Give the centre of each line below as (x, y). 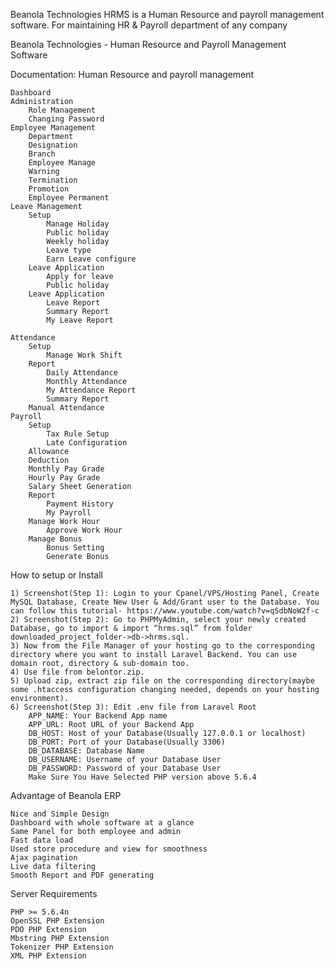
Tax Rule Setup (78, 434)
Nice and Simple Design (60, 814)
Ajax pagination (44, 858)
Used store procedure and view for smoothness (109, 849)
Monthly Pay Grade (66, 469)
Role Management (62, 110)
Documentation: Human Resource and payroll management (132, 74)
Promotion (49, 189)
